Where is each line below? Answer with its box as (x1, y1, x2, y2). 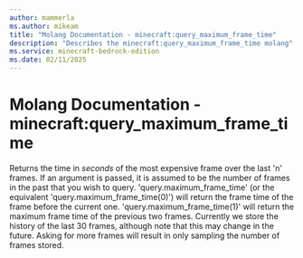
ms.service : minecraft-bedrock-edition (9, 47, 160, 56)
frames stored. (9, 239, 65, 250)
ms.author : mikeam (9, 22, 79, 31)
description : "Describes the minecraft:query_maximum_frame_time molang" (9, 38, 294, 48)
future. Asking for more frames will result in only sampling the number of (9, 230, 280, 241)
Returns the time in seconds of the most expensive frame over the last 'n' (9, 162, 283, 173)
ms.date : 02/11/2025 (9, 55, 88, 64)
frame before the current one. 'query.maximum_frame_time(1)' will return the (9, 201, 295, 212)
